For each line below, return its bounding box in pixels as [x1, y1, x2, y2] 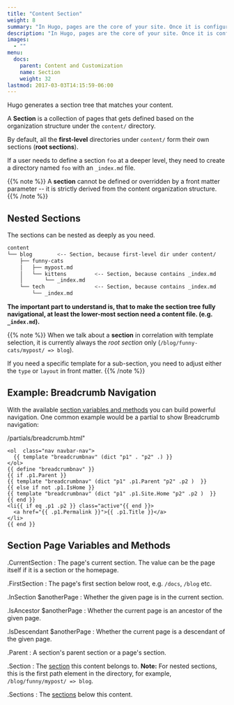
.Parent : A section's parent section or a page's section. [7, 648, 167, 657]
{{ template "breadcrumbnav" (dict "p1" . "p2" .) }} [13, 453, 173, 460]
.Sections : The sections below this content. [7, 690, 133, 699]
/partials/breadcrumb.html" [7, 434, 86, 442]
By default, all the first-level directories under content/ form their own [7, 136, 210, 144]
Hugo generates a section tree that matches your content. [7, 101, 173, 109]
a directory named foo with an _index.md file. [7, 163, 136, 172]
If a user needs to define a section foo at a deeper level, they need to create [7, 157, 225, 165]
